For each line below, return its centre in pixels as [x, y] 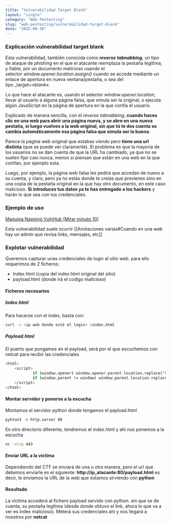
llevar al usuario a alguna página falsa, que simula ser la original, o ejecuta [83, 100]
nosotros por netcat [26, 517]
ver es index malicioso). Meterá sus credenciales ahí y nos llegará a [76, 512]
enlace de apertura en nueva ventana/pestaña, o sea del [64, 79]
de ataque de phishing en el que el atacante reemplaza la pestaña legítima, [84, 63]
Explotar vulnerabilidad [35, 247]
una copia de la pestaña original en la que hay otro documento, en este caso [85, 184]
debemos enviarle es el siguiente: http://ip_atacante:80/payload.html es [83, 472]
